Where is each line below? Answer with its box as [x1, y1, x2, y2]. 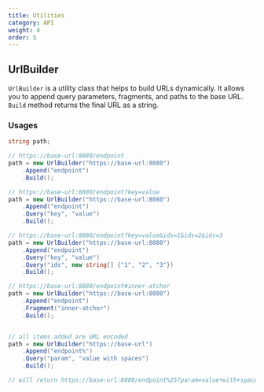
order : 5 [8, 33, 37, 42]
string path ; [8, 138, 51, 146]
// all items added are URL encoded [8, 332, 128, 341]
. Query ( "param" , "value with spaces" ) [22, 355, 149, 363]
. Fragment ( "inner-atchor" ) [22, 304, 111, 312]
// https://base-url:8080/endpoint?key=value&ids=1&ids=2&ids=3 [8, 231, 223, 240]
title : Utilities [8, 11, 65, 20]
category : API [8, 19, 55, 27]
